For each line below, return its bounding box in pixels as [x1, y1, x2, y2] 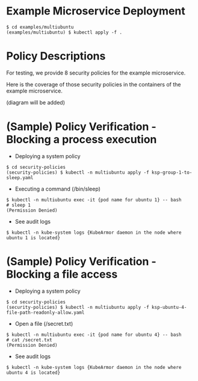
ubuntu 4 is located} [6, 370, 61, 376]
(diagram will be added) [6, 99, 65, 106]
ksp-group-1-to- [151, 169, 193, 175]
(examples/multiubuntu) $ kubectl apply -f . [6, 29, 122, 35]
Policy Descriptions [6, 49, 106, 63]
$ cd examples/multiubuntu [6, 24, 74, 30]
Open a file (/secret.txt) [14, 320, 73, 327]
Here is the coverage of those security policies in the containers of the [6, 81, 181, 88]
